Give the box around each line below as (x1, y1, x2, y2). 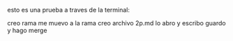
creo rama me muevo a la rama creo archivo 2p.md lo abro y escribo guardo (7, 19, 226, 27)
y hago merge (7, 27, 47, 34)
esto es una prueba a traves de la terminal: (7, 6, 130, 14)
